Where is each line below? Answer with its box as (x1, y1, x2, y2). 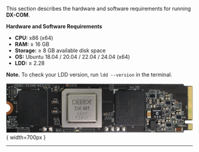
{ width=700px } (6, 134, 46, 141)
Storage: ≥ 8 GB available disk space (14, 47, 106, 54)
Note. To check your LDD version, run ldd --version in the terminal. (6, 71, 173, 78)
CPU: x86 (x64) (14, 34, 53, 41)
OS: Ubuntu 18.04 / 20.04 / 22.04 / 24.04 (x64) (14, 53, 130, 60)
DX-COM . (6, 11, 30, 18)
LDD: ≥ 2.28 (14, 59, 45, 66)
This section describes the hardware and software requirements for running (6, 5, 191, 12)
